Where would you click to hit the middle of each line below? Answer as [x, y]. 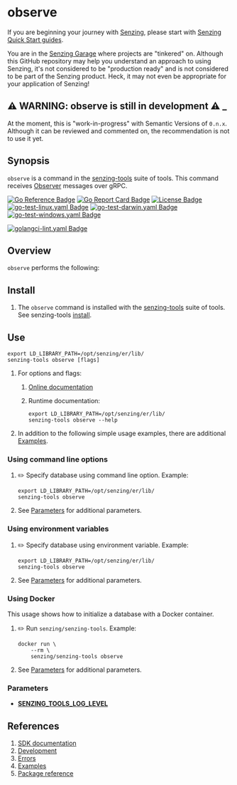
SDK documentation [47, 743]
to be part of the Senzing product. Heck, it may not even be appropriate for [117, 76]
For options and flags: [50, 373]
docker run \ [37, 644]
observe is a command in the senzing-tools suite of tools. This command [113, 178]
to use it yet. [26, 138]
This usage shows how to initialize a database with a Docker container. [111, 614]
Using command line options [58, 459]
